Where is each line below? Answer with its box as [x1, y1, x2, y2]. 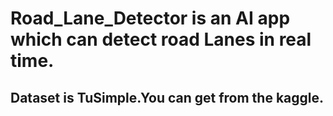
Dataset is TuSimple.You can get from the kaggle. [10, 89, 325, 106]
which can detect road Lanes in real [10, 28, 312, 51]
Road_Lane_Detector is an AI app [10, 7, 291, 30]
